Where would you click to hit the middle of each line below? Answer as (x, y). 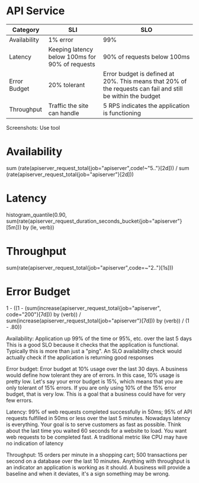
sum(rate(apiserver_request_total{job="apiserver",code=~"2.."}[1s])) (90, 267)
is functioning (122, 113)
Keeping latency (71, 49)
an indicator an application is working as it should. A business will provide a (98, 467)
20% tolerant (67, 85)
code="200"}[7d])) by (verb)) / (44, 314)
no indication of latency (35, 443)
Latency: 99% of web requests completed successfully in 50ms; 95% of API (99, 412)
